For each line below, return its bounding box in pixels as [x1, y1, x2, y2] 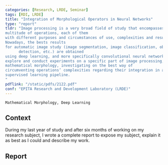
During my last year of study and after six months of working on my [5, 127, 144, 133]
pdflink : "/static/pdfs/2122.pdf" [5, 81, 77, 86]
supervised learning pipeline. [5, 72, 70, 77]
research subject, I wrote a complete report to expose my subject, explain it [5, 132, 161, 138]
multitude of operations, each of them [5, 30, 88, 35]
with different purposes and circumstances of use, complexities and [5, 35, 153, 40]
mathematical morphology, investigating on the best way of [5, 63, 133, 68]
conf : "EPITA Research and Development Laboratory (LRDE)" [5, 86, 131, 91]
